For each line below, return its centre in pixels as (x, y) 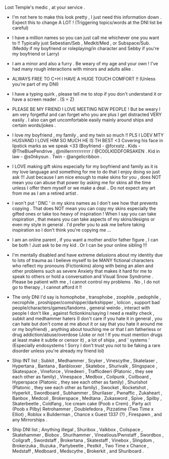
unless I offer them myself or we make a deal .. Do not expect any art (84, 188)
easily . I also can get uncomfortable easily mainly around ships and (82, 120)
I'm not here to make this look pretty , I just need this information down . (87, 17)
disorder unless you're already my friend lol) (58, 351)
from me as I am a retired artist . (45, 193)
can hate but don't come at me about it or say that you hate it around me (87, 324)
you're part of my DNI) (35, 84)
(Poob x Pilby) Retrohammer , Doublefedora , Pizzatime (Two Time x (83, 409)
